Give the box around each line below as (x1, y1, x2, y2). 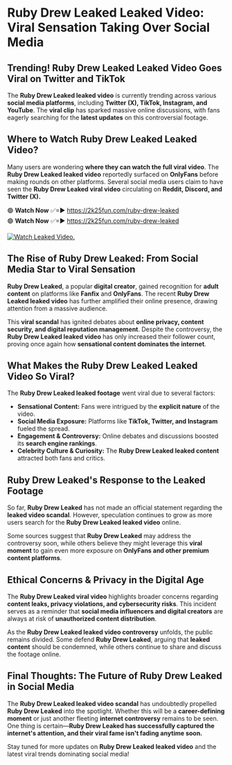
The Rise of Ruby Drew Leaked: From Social (7, 253, 199, 264)
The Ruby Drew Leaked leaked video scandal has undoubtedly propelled (7, 699, 217, 707)
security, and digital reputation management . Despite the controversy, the (7, 325, 223, 333)
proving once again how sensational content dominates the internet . (7, 339, 206, 348)
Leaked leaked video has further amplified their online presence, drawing (7, 296, 218, 305)
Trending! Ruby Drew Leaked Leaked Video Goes (7, 62, 222, 74)
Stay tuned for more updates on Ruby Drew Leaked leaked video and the (7, 742, 217, 750)
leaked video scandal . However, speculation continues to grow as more (7, 511, 213, 519)
